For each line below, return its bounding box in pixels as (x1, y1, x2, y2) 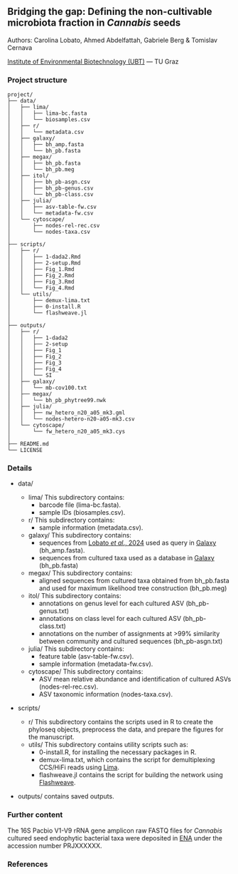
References (7, 859, 48, 869)
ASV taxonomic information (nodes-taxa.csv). (38, 690, 173, 699)
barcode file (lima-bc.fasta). (38, 500, 121, 509)
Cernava (7, 43, 33, 52)
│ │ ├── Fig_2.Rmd (7, 272, 75, 279)
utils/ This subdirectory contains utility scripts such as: (28, 741, 188, 749)
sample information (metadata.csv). (38, 523, 144, 532)
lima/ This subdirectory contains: (28, 493, 125, 502)
